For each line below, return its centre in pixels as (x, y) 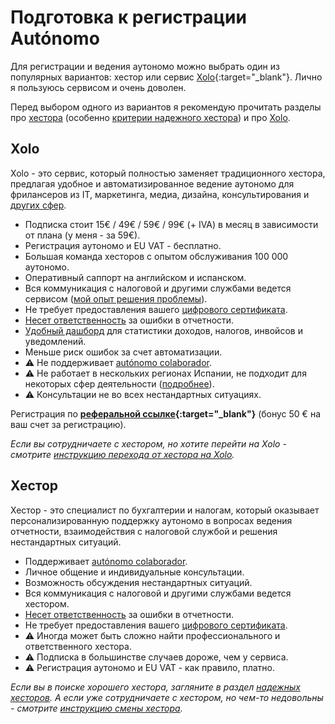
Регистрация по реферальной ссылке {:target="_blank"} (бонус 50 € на (165, 413)
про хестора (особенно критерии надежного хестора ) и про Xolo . (150, 117)
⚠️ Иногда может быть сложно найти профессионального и (152, 635)
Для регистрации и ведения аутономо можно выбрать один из (145, 66)
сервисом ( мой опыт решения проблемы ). (116, 298)
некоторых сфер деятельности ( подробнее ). (119, 383)
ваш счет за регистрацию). (68, 424)
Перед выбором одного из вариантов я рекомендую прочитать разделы (166, 107)
